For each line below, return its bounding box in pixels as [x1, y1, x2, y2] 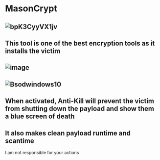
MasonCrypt [5, 3, 57, 14]
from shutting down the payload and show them [5, 105, 154, 113]
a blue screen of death [5, 112, 75, 121]
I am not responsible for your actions [5, 149, 79, 155]
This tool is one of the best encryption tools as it [5, 39, 155, 47]
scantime [5, 136, 34, 145]
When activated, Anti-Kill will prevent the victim [5, 97, 155, 106]
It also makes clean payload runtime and [5, 129, 131, 137]
